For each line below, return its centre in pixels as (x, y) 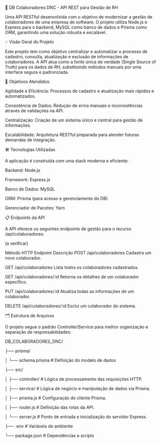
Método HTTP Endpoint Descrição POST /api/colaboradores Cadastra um (78, 253)
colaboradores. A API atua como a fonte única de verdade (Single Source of (80, 62)
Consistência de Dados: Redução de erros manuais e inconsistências (74, 105)
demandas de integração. (30, 140)
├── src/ (14, 370)
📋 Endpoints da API (25, 218)
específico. (16, 282)
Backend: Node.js (22, 170)
